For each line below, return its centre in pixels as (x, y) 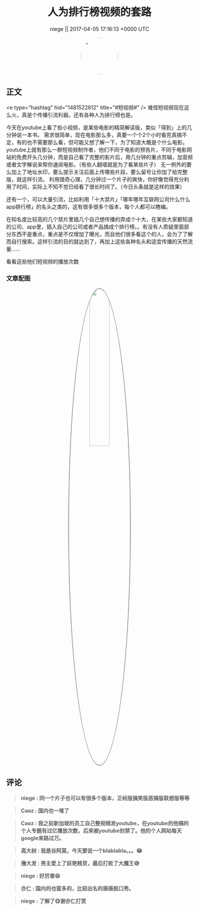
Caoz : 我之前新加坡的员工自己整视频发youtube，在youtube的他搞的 (105, 823)
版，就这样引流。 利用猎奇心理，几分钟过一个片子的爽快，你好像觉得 (90, 179)
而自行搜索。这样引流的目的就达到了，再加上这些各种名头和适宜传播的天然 (97, 241)
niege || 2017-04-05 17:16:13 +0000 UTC (99, 29)
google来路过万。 (42, 838)
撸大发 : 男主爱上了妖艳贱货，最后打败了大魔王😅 (80, 863)
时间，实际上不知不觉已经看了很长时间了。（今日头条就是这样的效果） (101, 187)
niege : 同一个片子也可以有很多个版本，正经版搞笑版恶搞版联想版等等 (105, 798)
